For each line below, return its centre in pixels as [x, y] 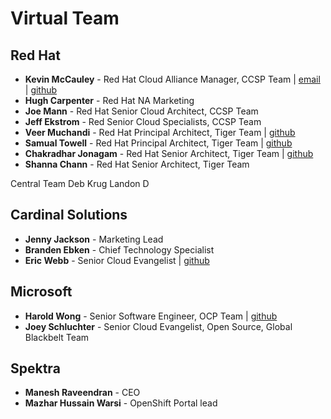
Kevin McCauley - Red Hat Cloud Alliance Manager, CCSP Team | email [172, 79]
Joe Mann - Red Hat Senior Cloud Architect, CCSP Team [141, 111]
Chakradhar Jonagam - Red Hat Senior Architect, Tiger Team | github [169, 153]
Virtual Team [65, 18]
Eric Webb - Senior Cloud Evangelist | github [117, 260]
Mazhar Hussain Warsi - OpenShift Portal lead [121, 403]
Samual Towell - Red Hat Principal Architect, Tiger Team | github [158, 143]
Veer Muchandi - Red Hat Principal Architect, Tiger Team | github [160, 132]
